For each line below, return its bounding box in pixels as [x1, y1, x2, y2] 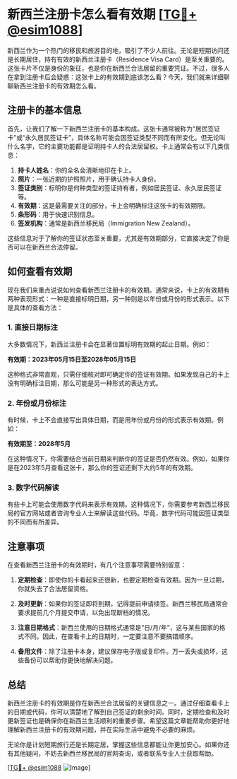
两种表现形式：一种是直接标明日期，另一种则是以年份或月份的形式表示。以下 [7, 294, 230, 303]
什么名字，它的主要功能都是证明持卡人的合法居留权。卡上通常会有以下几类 [7, 142, 224, 151]
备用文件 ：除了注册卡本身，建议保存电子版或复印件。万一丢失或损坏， [17, 648, 222, 656]
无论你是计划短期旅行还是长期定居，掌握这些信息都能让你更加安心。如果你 [7, 740, 224, 749]
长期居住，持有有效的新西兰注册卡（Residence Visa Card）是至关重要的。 [13, 54, 229, 64]
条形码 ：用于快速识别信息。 [17, 210, 99, 218]
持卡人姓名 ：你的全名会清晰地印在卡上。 [17, 165, 135, 174]
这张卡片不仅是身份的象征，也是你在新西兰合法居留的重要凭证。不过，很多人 [7, 64, 230, 72]
